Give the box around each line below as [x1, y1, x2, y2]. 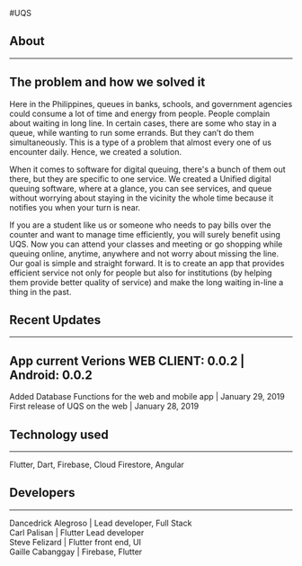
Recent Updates [9, 312, 102, 328]
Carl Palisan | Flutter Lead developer [9, 526, 145, 538]
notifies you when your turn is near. [9, 202, 141, 212]
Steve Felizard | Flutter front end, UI [9, 536, 142, 547]
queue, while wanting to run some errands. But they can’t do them [9, 127, 254, 138]
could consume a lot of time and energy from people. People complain [9, 108, 271, 119]
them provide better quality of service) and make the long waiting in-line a [9, 276, 284, 287]
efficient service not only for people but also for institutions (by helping [9, 267, 272, 278]
